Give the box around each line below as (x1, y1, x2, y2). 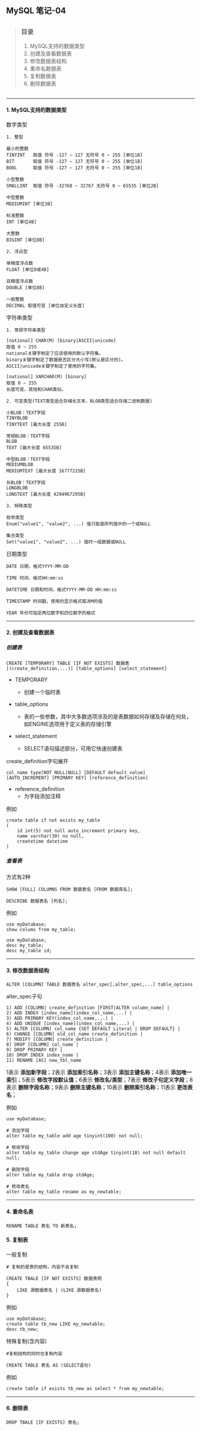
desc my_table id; (6, 948, 52, 954)
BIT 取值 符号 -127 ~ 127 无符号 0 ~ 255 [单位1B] (6, 158, 143, 164)
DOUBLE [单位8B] (6, 284, 45, 290)
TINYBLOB (6, 415, 28, 421)
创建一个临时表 (23, 689, 61, 696)
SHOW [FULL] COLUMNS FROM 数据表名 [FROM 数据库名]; (6, 886, 133, 892)
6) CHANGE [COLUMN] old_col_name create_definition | (6, 1031, 144, 1037)
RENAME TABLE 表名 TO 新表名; (6, 1222, 77, 1229)
